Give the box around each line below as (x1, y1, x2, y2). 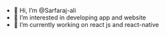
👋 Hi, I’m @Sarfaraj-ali (13, 7, 77, 14)
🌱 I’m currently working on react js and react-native (13, 21, 159, 28)
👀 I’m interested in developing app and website (13, 13, 146, 22)
